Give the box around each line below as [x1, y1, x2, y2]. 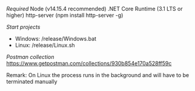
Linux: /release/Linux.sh [15, 42, 75, 49]
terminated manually [6, 78, 58, 85]
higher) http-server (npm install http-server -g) [6, 12, 124, 19]
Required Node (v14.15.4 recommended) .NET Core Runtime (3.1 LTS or [6, 5, 183, 12]
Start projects [6, 24, 41, 30]
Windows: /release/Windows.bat [15, 35, 97, 42]
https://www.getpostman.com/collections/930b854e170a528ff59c [6, 60, 172, 67]
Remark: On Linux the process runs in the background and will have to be [6, 72, 190, 78]
